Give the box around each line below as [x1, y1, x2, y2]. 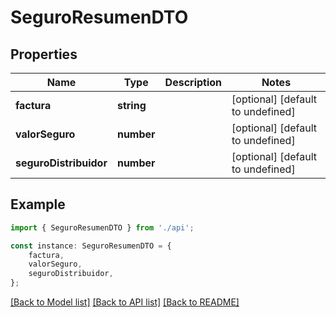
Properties [10, 46, 78, 63]
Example [10, 196, 66, 213]
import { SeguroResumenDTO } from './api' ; [10, 222, 195, 233]
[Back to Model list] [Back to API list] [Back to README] [10, 296, 240, 308]
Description [164, 76, 223, 89]
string [116, 99, 147, 112]
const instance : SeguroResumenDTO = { [10, 241, 172, 251]
